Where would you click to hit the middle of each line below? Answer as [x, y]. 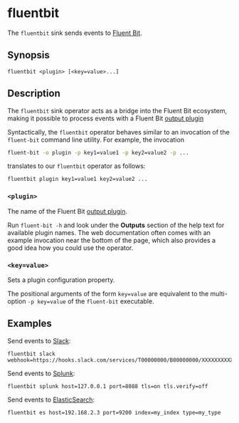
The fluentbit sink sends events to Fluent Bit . [75, 33]
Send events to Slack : [39, 340]
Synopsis [28, 55]
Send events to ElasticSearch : [51, 399]
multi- [219, 293]
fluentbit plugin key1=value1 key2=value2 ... [78, 179]
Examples [30, 324]
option [17, 301]
